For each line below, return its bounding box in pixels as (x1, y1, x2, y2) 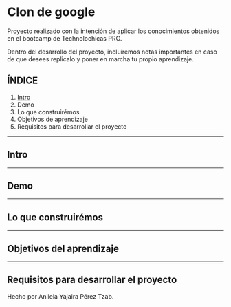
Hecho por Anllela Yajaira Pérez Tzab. (7, 292, 114, 300)
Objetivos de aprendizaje (16, 115, 88, 123)
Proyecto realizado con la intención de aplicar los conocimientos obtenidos (7, 27, 220, 35)
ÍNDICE (7, 75, 38, 87)
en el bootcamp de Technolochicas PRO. (7, 34, 122, 42)
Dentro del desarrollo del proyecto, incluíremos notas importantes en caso (7, 47, 218, 56)
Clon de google (7, 4, 96, 20)
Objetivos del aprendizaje (7, 242, 119, 255)
